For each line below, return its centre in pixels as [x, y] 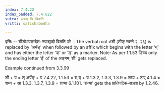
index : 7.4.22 [20, 10]
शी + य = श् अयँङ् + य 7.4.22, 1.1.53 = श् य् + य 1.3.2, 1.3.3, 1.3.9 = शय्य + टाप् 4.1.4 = [83, 78]
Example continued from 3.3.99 [37, 68]
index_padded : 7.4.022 [28, 14]
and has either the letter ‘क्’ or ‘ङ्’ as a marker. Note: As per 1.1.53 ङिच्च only [81, 53]
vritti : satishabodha [27, 23]
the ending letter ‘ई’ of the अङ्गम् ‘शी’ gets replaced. [56, 58]
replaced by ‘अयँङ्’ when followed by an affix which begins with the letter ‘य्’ [82, 47]
